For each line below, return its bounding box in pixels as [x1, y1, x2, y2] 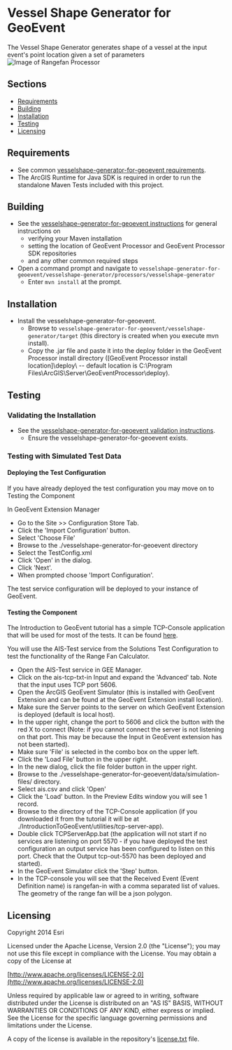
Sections [7, 79, 47, 90]
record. [17, 800, 39, 808]
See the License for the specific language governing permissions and [7, 1014, 208, 1022]
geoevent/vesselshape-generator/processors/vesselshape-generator [17, 271, 215, 278]
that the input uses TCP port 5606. [17, 680, 117, 689]
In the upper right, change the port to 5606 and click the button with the [17, 718, 225, 727]
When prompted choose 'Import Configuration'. [17, 571, 154, 579]
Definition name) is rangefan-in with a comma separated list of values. [17, 882, 220, 890]
